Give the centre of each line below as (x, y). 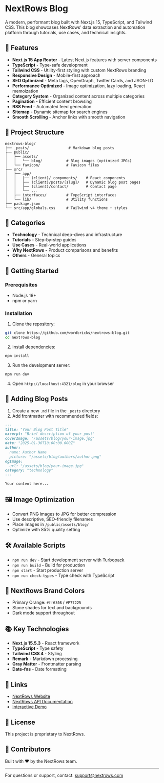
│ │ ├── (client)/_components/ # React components (65, 178)
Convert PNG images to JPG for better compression (64, 514)
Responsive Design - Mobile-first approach (56, 75)
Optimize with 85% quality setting (46, 529)
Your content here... (27, 484)
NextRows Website (31, 696)
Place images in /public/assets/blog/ (51, 524)
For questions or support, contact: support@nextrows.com (64, 775)
